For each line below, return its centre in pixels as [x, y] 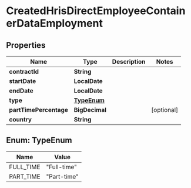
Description [129, 62]
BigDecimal [90, 110]
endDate [21, 91]
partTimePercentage [39, 110]
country [21, 119]
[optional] [165, 110]
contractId [24, 72]
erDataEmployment [54, 23]
